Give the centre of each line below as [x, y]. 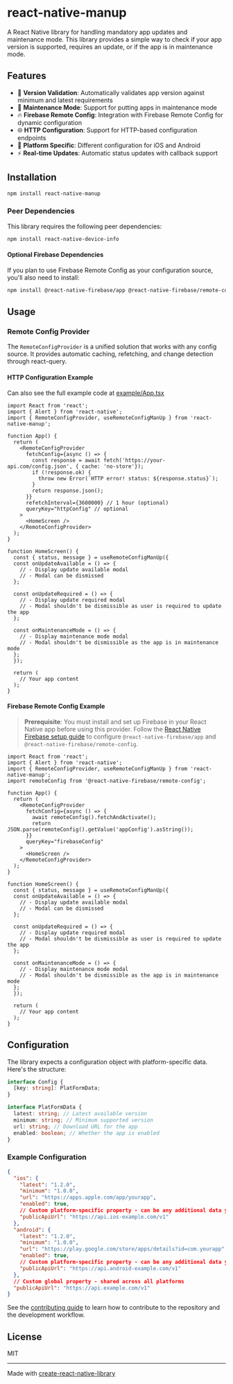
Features [27, 76]
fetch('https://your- [135, 460]
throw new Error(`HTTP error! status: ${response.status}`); [128, 478]
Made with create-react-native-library [61, 1374]
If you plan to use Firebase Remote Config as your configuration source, [110, 270]
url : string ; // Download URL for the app [76, 1126]
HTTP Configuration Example [50, 377]
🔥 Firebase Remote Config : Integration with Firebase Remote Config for [120, 115]
